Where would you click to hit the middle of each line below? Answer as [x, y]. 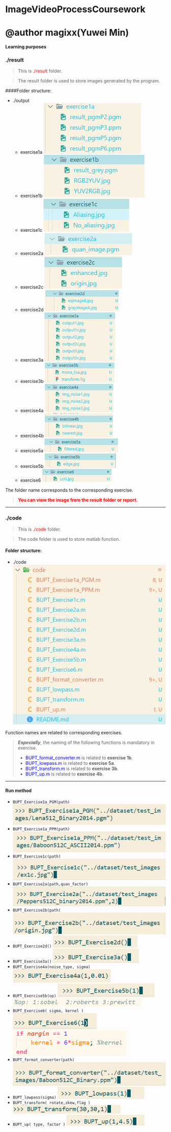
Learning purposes [26, 47]
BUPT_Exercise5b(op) [34, 996]
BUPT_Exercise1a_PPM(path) [41, 829]
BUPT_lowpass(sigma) [34, 1098]
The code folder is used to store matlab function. [69, 539]
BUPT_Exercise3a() [32, 961]
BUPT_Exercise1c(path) [37, 857]
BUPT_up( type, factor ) [39, 1125]
